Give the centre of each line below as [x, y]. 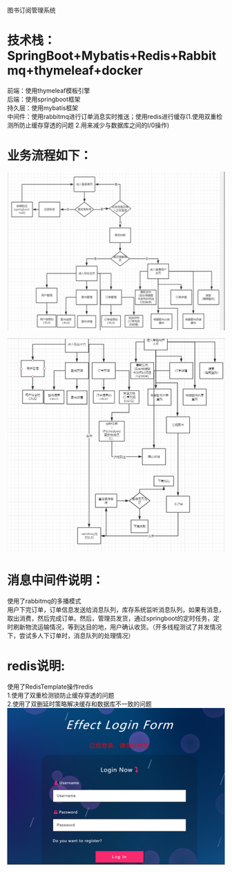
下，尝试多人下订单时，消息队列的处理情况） [71, 636]
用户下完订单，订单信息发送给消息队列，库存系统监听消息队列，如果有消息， [116, 610]
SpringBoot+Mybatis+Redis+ [93, 56]
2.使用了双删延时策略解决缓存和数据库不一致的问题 [79, 704]
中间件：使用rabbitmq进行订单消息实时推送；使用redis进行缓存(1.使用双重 [112, 116]
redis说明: [36, 666]
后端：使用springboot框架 [44, 99]
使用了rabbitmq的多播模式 [44, 601]
